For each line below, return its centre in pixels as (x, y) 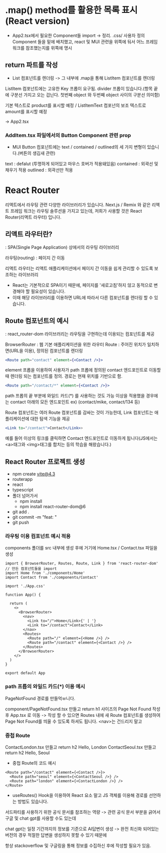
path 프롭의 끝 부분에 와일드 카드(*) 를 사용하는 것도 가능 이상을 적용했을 (75, 396)
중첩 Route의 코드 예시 (34, 763)
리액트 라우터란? (29, 234)
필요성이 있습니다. (48, 291)
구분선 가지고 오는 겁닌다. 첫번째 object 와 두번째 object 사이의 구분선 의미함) (85, 94)
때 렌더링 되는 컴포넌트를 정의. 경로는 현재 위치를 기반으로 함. (64, 376)
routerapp (23, 479)
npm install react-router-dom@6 (53, 507)
